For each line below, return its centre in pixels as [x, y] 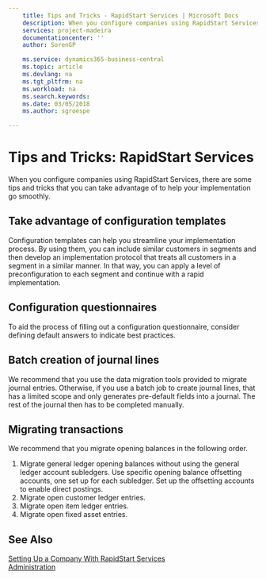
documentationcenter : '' [63, 38]
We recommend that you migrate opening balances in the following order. [128, 449]
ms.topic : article [53, 67]
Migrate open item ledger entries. [74, 506]
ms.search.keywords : [56, 96]
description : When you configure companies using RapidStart [125, 23]
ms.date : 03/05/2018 [56, 104]
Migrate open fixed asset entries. [74, 515]
